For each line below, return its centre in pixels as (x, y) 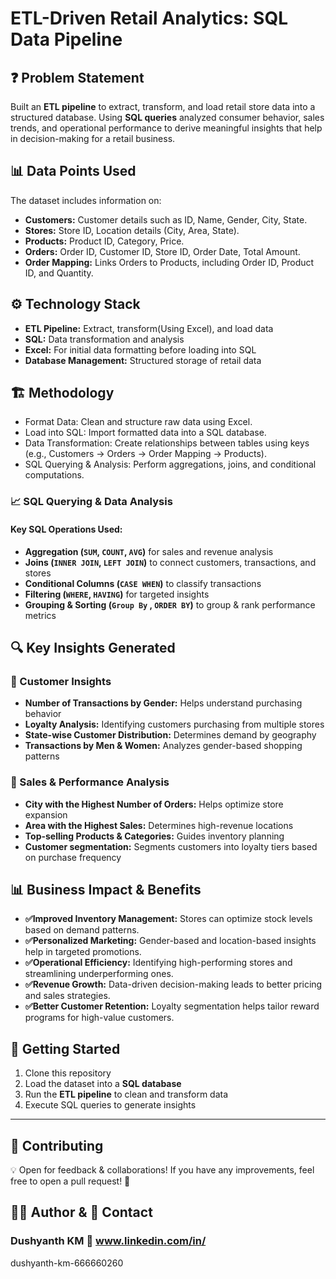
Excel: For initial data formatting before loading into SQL (140, 349)
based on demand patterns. (82, 930)
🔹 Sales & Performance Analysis (90, 782)
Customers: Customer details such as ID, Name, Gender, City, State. (166, 219)
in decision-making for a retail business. (93, 138)
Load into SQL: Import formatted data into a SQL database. (145, 433)
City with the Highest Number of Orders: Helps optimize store (154, 804)
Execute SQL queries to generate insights (110, 1105)
